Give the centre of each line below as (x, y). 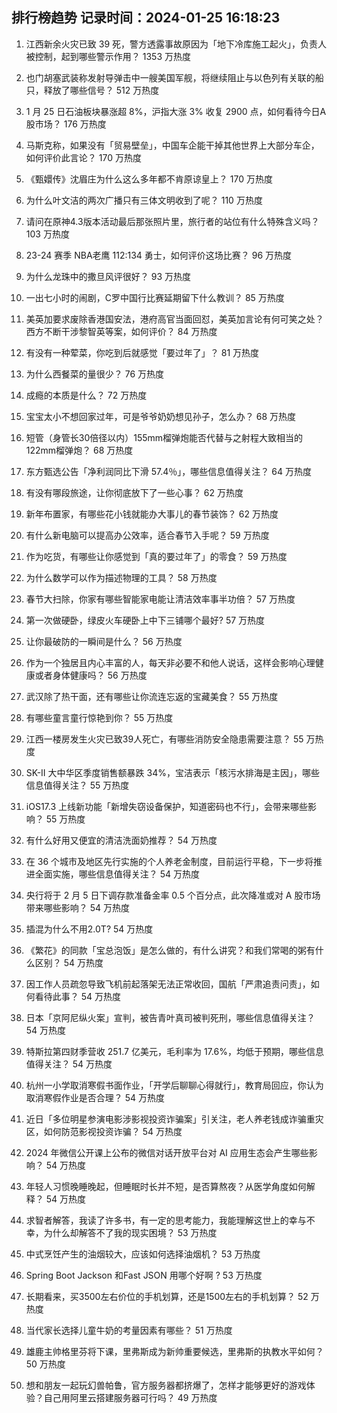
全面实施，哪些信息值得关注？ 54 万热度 (117, 874)
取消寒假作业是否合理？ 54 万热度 (95, 1097)
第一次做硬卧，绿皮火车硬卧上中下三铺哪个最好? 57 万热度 (145, 620)
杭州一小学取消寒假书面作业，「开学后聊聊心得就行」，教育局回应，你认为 (174, 1085)
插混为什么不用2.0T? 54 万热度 (89, 929)
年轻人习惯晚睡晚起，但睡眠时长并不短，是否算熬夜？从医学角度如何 (166, 1186)
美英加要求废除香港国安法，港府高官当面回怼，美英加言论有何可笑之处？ (174, 319)
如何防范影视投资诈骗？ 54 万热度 (113, 1131)
